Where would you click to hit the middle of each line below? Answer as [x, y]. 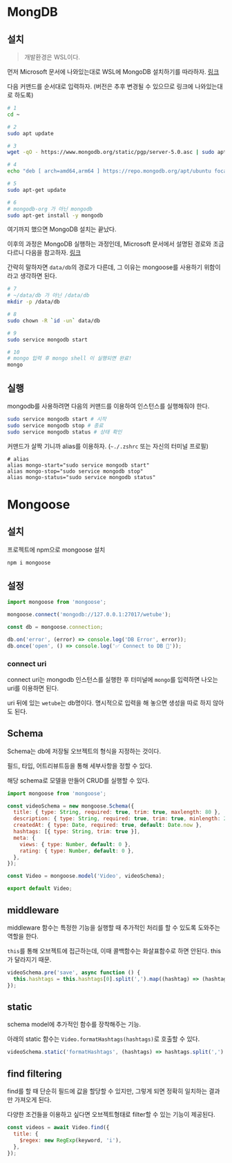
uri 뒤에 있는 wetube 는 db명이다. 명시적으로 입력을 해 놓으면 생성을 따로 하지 [109, 703]
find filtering [35, 1074]
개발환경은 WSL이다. [52, 57]
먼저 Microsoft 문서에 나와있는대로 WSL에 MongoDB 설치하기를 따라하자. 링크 [113, 72]
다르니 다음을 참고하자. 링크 [44, 253]
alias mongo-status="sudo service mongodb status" [81, 477]
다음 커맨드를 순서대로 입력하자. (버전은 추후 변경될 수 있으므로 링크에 [100, 86]
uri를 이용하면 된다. [33, 688]
